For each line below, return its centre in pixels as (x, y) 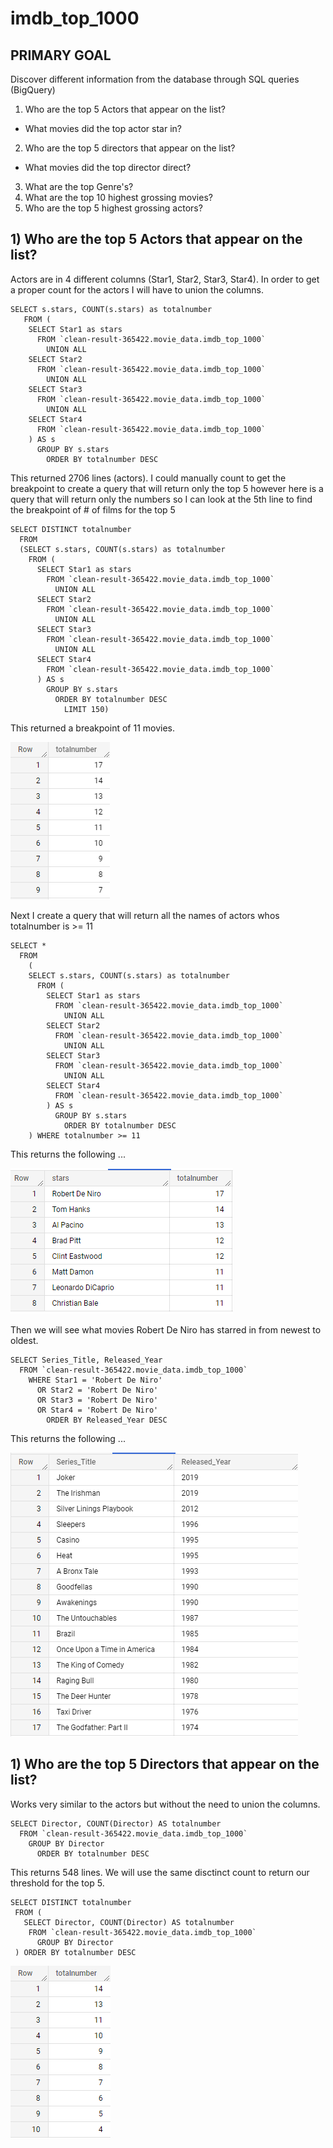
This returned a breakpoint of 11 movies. (92, 728)
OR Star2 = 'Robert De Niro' (97, 1390)
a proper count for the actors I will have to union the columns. (137, 289)
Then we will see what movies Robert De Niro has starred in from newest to (166, 1329)
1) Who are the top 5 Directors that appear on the (165, 1764)
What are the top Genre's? (79, 186)
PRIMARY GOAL (61, 55)
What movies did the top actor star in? (103, 128)
